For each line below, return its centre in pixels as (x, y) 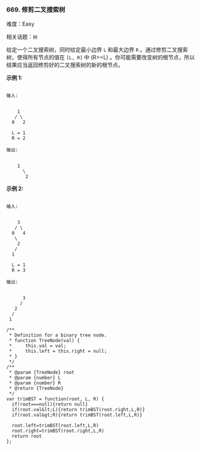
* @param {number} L (35, 378)
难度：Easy (20, 24)
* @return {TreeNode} (36, 389)
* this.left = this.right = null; (58, 351)
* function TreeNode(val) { (44, 341)
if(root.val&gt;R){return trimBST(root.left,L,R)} (77, 415)
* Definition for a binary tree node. (58, 335)
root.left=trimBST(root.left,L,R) (55, 426)
